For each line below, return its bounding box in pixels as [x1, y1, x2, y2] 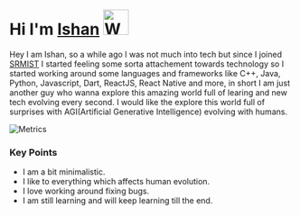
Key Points [9, 146, 58, 158]
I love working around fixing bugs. [22, 185, 150, 197]
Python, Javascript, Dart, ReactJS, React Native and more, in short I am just [9, 77, 291, 88]
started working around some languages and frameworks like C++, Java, [9, 67, 281, 78]
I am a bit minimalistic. [22, 166, 106, 177]
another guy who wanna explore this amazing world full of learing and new [9, 86, 287, 98]
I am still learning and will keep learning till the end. [22, 195, 213, 206]
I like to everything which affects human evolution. [22, 176, 211, 187]
